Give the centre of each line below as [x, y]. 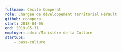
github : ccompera [23, 19]
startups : [15, 38]
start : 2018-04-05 [24, 24]
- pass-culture [30, 42]
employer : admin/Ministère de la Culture [49, 33]
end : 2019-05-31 [22, 28]
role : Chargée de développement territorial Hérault [61, 14]
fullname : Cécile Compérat [33, 10]
